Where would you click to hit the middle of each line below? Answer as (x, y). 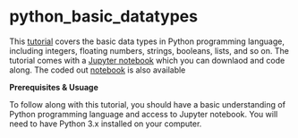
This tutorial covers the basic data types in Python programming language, (147, 41)
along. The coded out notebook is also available (98, 70)
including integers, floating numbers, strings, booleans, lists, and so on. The (149, 50)
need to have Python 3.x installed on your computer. (106, 124)
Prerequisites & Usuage (54, 87)
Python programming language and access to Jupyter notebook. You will (144, 114)
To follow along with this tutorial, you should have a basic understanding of (148, 104)
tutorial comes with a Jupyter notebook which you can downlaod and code (147, 60)
